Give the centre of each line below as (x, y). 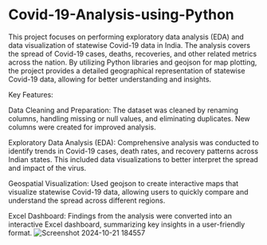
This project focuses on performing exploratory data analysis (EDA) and (126, 37)
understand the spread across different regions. (87, 200)
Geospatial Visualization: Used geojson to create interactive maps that (124, 183)
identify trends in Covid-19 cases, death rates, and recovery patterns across (133, 151)
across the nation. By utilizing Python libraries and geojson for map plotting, (133, 62)
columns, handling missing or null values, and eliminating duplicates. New (130, 118)
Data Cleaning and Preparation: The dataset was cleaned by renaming (124, 110)
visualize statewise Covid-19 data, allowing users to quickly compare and (128, 192)
